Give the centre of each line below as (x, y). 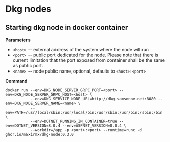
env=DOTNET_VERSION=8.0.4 (33, 126)
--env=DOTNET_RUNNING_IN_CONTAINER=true (74, 121)
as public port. (28, 66)
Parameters (18, 40)
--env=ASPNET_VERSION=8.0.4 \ (94, 126)
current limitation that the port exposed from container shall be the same (89, 60)
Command (17, 81)
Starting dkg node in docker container (67, 28)
